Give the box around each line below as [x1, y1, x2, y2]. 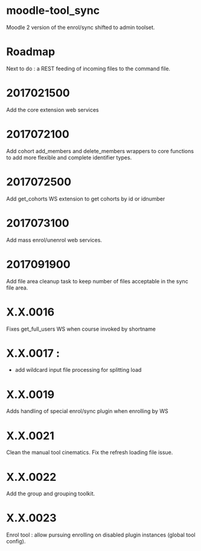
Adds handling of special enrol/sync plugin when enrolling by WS [6, 407, 168, 415]
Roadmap [6, 45, 56, 59]
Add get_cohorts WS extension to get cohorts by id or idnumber [6, 195, 165, 202]
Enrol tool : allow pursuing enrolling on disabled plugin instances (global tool [6, 531, 196, 539]
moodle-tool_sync [6, 4, 100, 18]
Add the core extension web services [6, 106, 99, 113]
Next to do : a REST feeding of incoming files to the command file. [6, 65, 171, 72]
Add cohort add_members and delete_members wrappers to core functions [6, 147, 194, 154]
